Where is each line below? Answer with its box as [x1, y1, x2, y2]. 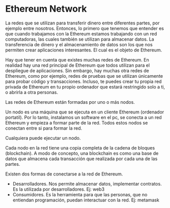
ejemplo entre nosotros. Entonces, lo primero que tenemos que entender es [5, 25, 164, 31]
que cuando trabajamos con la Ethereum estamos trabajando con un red [5, 31, 157, 37]
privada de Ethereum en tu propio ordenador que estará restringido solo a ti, [5, 83, 165, 90]
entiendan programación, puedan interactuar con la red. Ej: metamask [12, 197, 159, 203]
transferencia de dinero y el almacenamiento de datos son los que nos [5, 41, 153, 47]
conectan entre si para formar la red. [5, 125, 82, 131]
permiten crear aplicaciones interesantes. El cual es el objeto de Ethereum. [5, 47, 162, 53]
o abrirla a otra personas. [5, 89, 59, 95]
